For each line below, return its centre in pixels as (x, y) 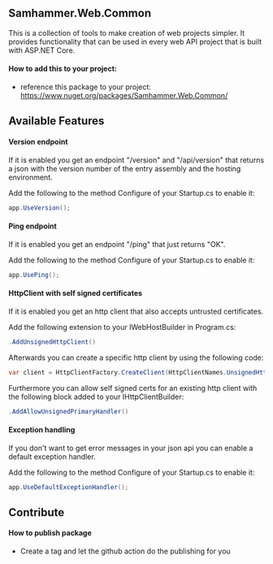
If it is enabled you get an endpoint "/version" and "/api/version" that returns (136, 160)
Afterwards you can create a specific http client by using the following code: (136, 358)
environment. (30, 177)
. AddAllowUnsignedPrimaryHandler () (69, 411)
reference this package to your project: (86, 87)
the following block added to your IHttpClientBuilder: (96, 397)
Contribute (37, 512)
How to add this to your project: (63, 69)
